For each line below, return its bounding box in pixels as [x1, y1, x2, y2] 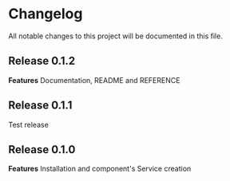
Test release [8, 120, 50, 129]
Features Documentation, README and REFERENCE [8, 75, 180, 85]
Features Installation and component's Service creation [8, 164, 192, 174]
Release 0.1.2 [8, 54, 76, 68]
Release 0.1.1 [8, 99, 73, 112]
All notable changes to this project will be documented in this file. [8, 31, 224, 41]
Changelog [8, 5, 83, 23]
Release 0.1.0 [8, 143, 76, 156]
